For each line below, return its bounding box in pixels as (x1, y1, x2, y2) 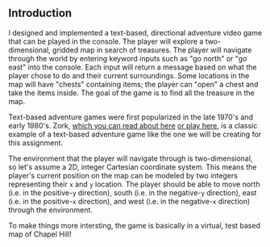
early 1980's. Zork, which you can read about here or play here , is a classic (8, 120, 258, 130)
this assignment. (8, 137, 63, 148)
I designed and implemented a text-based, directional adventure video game (8, 27, 263, 37)
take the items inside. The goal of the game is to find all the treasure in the (8, 88, 255, 98)
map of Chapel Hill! (8, 229, 73, 239)
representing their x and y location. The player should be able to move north (8, 179, 260, 189)
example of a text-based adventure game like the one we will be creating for (8, 129, 262, 139)
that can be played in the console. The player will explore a (8, 36, 204, 46)
